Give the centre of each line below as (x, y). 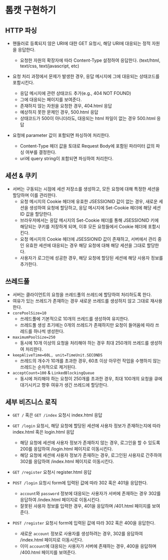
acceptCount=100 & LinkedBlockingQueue (53, 372)
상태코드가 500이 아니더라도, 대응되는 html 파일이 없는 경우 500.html (88, 118)
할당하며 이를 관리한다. (35, 195)
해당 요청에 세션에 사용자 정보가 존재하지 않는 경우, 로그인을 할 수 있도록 (90, 443)
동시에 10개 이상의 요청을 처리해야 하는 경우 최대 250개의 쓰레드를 (85, 343)
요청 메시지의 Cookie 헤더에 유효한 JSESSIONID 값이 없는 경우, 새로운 (89, 201)
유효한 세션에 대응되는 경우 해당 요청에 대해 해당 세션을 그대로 (86, 245)
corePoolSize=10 (29, 313)
